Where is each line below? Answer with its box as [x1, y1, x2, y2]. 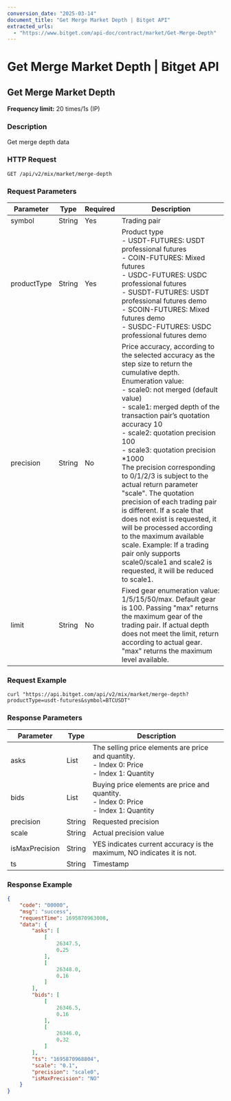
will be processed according [121, 523, 213, 533]
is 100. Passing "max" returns [121, 603, 219, 613]
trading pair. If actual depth [121, 620, 210, 630]
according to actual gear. [121, 637, 203, 647]
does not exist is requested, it [121, 515, 217, 524]
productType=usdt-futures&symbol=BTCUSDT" [7, 697, 131, 704]
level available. [121, 655, 170, 664]
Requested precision [92, 817, 159, 826]
